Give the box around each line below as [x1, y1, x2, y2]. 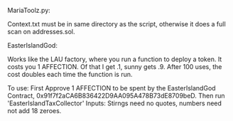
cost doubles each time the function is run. [7, 70, 133, 78]
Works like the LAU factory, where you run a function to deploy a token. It [7, 55, 222, 63]
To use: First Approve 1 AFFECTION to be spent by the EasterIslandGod [7, 84, 216, 92]
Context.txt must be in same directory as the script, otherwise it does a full [7, 20, 226, 28]
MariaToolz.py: [7, 6, 51, 14]
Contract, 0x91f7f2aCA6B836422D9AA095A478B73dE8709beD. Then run [7, 92, 225, 100]
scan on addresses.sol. [7, 28, 75, 36]
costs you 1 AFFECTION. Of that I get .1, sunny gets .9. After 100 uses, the [7, 63, 222, 70]
